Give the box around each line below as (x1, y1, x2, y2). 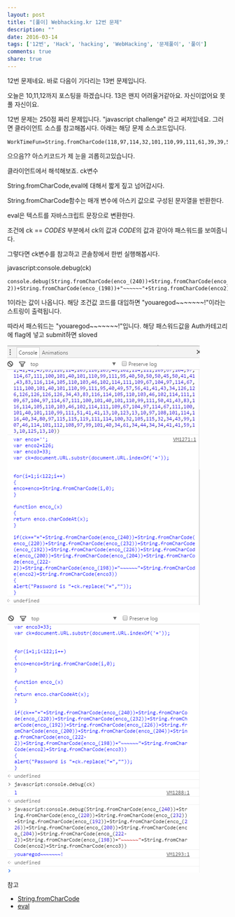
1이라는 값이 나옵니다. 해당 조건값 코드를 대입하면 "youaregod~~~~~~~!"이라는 (7, 298, 226, 306)
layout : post (7, 11, 45, 18)
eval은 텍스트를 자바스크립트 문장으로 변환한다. (7, 211, 135, 220)
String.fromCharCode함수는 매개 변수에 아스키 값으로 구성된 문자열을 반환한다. (7, 196, 224, 204)
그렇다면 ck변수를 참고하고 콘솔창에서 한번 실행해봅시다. (7, 249, 160, 258)
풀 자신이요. (7, 100, 40, 108)
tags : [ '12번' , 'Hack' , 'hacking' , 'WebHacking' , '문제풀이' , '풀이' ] (7, 41, 208, 48)
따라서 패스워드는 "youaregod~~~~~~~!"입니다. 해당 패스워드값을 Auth (7, 322, 206, 330)
